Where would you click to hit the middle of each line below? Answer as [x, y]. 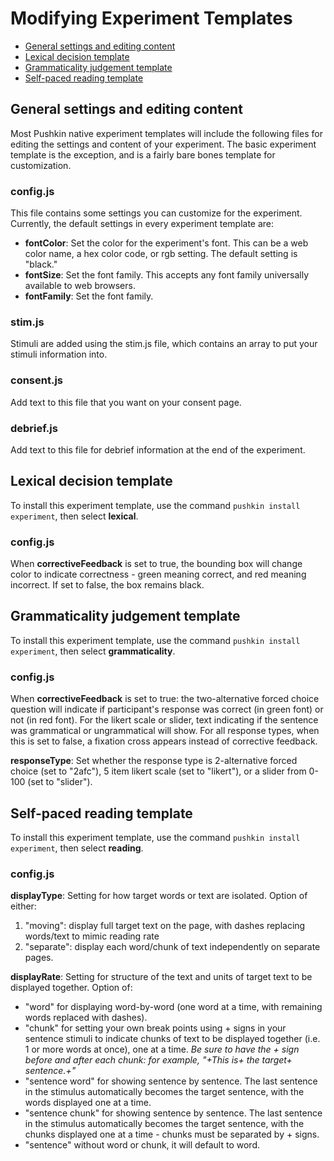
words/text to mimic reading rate [92, 936]
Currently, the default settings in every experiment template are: [142, 224]
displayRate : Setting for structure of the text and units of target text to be [161, 977]
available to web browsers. [80, 286]
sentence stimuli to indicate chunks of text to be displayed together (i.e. [172, 1039]
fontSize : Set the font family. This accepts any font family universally [167, 275]
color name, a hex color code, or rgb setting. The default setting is [161, 254]
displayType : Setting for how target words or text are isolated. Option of [159, 896]
